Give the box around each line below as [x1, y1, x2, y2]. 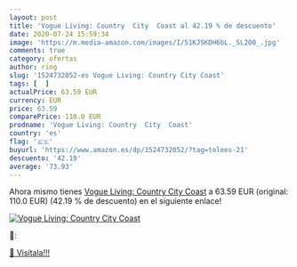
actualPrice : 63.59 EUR [9, 87, 98, 96]
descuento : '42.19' [9, 153, 82, 163]
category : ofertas [9, 54, 77, 63]
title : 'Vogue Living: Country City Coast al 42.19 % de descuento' [9, 21, 277, 30]
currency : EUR [9, 95, 62, 105]
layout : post [9, 12, 58, 22]
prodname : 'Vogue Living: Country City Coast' [9, 121, 193, 130]
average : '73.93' [9, 162, 74, 171]
